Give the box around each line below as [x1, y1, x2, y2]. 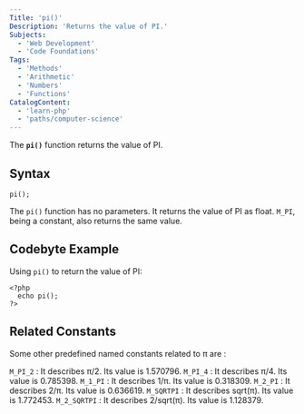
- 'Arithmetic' [17, 73, 75, 82]
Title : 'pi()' [9, 13, 64, 23]
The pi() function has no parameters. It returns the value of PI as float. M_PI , [9, 205, 296, 216]
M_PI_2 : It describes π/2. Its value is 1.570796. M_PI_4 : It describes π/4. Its [9, 365, 288, 377]
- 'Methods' [17, 64, 64, 74]
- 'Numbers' [17, 81, 64, 90]
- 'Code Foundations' [17, 47, 100, 56]
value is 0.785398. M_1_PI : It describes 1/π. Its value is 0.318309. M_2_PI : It [9, 375, 290, 386]
